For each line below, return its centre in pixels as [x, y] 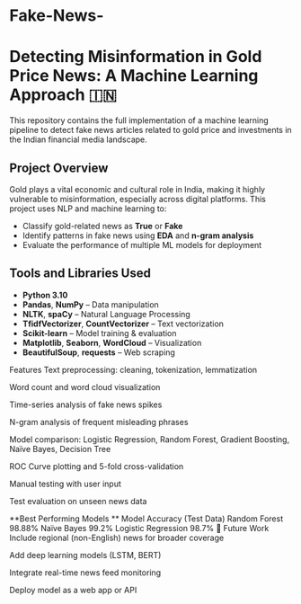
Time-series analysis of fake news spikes [86, 404]
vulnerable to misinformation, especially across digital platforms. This [138, 199]
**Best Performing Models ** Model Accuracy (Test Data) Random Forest [146, 519]
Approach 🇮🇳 [63, 95]
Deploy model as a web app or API [73, 590]
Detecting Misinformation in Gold [136, 57]
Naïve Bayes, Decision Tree [60, 449]
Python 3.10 [45, 295]
